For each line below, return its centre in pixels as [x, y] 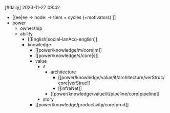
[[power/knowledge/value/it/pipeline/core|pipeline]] [105, 94]
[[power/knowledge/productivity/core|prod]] [82, 105]
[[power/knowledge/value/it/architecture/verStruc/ [111, 77]
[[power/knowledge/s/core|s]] [67, 55]
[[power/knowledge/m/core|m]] [68, 50]
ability [26, 34]
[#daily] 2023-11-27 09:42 [33, 7]
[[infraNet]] [70, 88]
